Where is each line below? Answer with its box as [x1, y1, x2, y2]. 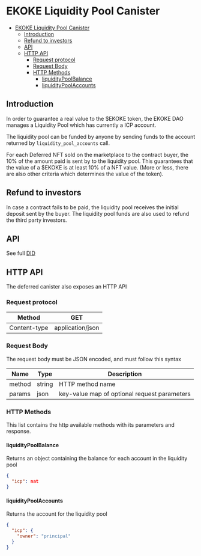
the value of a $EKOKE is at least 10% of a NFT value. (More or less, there [6, 163, 189, 171]
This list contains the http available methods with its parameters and [6, 421, 175, 429]
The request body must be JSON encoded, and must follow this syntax [6, 355, 182, 362]
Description [107, 370, 142, 378]
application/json [53, 323, 100, 332]
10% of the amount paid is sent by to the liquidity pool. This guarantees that [6, 157, 193, 165]
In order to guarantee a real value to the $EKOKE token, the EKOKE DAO [6, 115, 184, 122]
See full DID [6, 249, 36, 257]
